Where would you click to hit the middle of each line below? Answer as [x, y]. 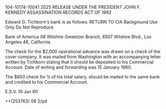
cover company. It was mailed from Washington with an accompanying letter [83, 57]
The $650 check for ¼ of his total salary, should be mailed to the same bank [83, 77]
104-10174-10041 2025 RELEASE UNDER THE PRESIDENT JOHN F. [73, 7]
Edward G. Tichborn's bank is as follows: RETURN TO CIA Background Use [82, 22]
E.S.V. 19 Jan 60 [21, 91]
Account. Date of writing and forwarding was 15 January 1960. [69, 67]
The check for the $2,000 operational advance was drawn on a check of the [83, 52]
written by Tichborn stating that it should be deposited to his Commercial [80, 62]
